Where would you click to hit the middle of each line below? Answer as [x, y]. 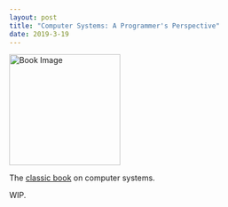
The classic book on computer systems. [82, 178]
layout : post [33, 17]
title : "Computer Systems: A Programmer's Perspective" [114, 26]
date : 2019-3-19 [39, 34]
